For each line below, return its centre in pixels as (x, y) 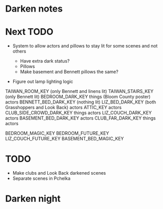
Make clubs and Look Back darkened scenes (59, 173)
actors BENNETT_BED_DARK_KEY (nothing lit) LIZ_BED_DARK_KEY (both (81, 102)
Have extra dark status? (45, 61)
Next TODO (30, 32)
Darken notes (34, 9)
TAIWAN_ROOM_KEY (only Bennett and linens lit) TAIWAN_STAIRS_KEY (79, 91)
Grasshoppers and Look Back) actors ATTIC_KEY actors (64, 108)
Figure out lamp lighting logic (43, 82)
